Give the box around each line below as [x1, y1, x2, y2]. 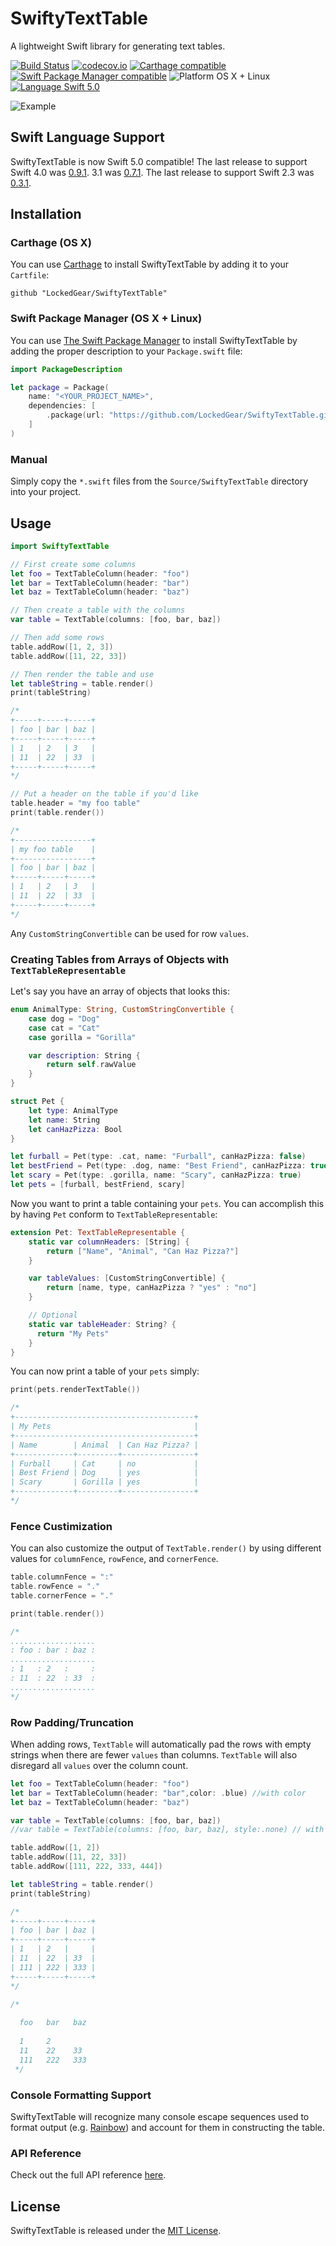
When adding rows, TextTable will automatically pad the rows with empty [10, 1738, 312, 1750]
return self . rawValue [46, 1060, 137, 1070]
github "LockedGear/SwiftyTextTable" [10, 288, 168, 299]
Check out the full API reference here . [10, 2169, 167, 2181]
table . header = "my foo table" [10, 798, 141, 809]
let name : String [28, 1115, 101, 1125]
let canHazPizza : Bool [28, 1124, 123, 1134]
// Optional [28, 1310, 78, 1321]
